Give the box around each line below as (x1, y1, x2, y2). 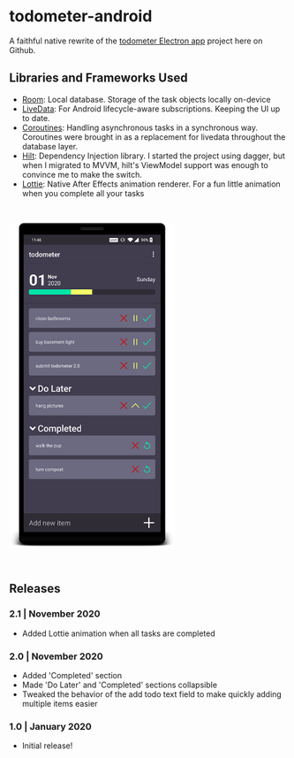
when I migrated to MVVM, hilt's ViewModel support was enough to (21, 159, 269, 170)
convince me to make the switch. (21, 169, 143, 180)
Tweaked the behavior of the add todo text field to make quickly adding (21, 688, 283, 700)
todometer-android (9, 6, 153, 27)
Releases (9, 581, 61, 596)
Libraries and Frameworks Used (9, 71, 188, 86)
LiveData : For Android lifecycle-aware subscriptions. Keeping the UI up (21, 103, 281, 114)
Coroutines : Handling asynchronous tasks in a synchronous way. (21, 122, 259, 133)
